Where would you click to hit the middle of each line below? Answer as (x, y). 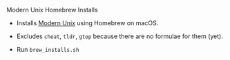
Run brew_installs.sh (48, 49)
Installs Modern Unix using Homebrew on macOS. (87, 23)
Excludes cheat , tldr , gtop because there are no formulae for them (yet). (120, 36)
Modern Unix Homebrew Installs (52, 10)
